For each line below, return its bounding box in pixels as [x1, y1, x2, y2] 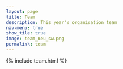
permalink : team [6, 42, 46, 47]
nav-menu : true [6, 25, 44, 31]
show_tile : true [6, 30, 46, 36]
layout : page [6, 8, 38, 15]
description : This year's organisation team [6, 19, 117, 25]
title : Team [6, 14, 35, 20]
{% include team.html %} [6, 57, 67, 64]
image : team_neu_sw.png [6, 36, 65, 42]
